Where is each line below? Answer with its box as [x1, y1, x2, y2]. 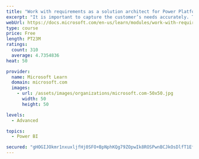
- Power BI [11, 134, 38, 140]
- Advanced [11, 117, 38, 124]
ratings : [6, 42, 28, 48]
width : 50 [21, 96, 46, 102]
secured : [6, 144, 28, 150]
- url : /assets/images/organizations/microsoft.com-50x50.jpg [17, 91, 174, 97]
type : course [6, 25, 38, 31]
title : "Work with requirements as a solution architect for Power [6, 8, 176, 15]
